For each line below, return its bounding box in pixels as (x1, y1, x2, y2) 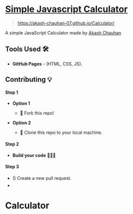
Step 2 (5, 141, 19, 147)
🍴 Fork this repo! (19, 110, 54, 116)
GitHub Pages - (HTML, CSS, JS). (12, 61, 82, 67)
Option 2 (12, 120, 31, 126)
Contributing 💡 (5, 75, 52, 84)
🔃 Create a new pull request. (12, 175, 71, 181)
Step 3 (5, 164, 19, 170)
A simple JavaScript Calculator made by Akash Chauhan (5, 30, 121, 36)
